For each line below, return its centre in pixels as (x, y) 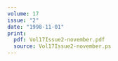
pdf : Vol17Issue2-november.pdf (59, 40)
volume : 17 (23, 14)
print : (17, 33)
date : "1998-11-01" (36, 27)
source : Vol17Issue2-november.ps (63, 46)
